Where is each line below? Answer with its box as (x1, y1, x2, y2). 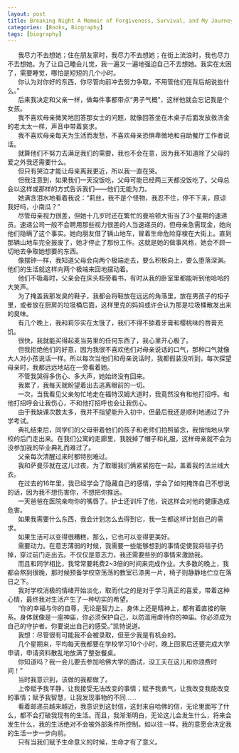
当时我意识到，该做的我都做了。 (17, 675, 112, 684)
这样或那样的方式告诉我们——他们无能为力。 (19, 185, 151, 193)
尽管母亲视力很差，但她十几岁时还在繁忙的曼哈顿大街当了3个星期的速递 (17, 211, 228, 220)
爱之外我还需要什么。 (7, 158, 70, 166)
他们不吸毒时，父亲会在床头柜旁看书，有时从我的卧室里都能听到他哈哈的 (17, 274, 230, 283)
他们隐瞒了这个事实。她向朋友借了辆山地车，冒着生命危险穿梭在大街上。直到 (7, 229, 232, 238)
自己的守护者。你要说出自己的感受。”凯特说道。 (7, 622, 144, 630)
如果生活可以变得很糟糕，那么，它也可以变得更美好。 (17, 532, 174, 541)
